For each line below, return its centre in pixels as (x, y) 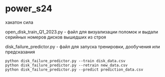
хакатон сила (19, 22)
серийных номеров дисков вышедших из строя (56, 37)
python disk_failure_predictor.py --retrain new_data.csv (66, 65)
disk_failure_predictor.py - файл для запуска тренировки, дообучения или (82, 46)
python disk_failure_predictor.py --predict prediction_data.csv (74, 70)
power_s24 (29, 9)
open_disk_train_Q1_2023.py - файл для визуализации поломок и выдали (82, 32)
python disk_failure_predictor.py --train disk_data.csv (65, 61)
